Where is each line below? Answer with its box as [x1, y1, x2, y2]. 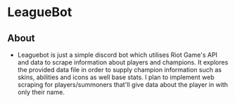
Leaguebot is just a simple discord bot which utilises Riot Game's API [17, 50, 218, 59]
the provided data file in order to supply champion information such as [17, 66, 222, 74]
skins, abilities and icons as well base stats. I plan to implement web [17, 73, 215, 81]
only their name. [17, 88, 65, 96]
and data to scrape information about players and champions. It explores [17, 58, 229, 67]
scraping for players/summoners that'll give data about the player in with [17, 81, 229, 88]
